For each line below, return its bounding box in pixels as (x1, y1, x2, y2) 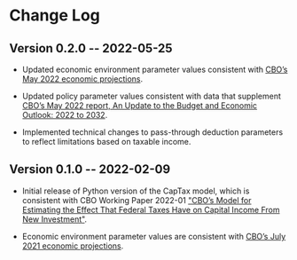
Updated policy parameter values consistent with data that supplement (21, 91, 282, 101)
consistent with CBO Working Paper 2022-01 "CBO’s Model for (21, 194, 252, 205)
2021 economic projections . (21, 240, 124, 251)
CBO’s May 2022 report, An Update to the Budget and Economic (21, 100, 258, 111)
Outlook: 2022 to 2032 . (21, 110, 108, 120)
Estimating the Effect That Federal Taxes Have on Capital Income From (21, 204, 280, 215)
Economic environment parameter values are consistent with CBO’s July (21, 231, 286, 241)
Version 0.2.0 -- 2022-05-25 (9, 41, 173, 56)
